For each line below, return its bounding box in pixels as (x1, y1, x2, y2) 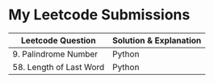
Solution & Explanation (111, 35, 202, 46)
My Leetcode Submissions (8, 6, 191, 24)
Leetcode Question (21, 35, 96, 46)
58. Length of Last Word (12, 61, 105, 73)
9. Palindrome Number (12, 48, 99, 60)
